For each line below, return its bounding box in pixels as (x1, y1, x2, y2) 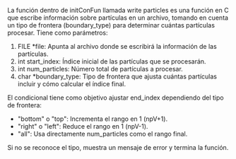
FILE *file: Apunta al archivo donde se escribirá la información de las (17, 42, 217, 50)
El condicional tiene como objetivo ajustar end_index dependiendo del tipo (7, 93, 224, 102)
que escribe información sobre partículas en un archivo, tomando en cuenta (7, 13, 228, 22)
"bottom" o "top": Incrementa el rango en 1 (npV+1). (17, 114, 168, 123)
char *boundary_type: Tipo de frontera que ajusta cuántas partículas (17, 72, 218, 81)
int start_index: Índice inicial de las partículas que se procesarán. (17, 57, 206, 66)
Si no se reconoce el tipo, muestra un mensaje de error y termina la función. (7, 143, 229, 151)
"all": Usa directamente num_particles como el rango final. (17, 130, 188, 138)
